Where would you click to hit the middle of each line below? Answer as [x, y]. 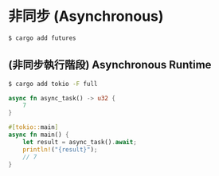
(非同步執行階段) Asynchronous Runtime [110, 65]
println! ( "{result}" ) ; [60, 149]
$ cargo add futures [43, 38]
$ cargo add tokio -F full [53, 84]
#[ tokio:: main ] [33, 127]
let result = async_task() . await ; [80, 142]
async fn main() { [39, 135]
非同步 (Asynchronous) [86, 16]
